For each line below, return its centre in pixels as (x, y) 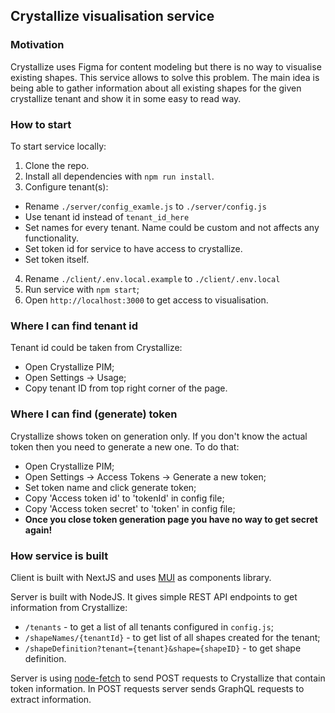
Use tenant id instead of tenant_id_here (107, 216)
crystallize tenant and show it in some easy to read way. (126, 98)
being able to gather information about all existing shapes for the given (156, 88)
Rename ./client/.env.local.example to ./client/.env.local (152, 278)
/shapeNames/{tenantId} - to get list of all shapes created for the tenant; (172, 637)
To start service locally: (58, 146)
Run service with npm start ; (82, 289)
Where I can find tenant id (74, 326)
